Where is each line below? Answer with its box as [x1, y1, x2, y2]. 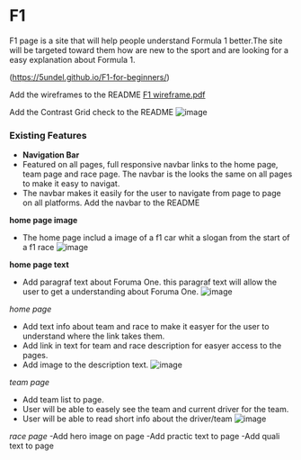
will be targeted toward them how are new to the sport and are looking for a [9, 44, 289, 55]
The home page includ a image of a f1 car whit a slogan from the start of [22, 232, 290, 243]
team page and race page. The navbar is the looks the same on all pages [22, 168, 293, 180]
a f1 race [22, 242, 55, 253]
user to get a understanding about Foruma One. [22, 286, 199, 297]
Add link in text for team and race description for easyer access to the [22, 340, 282, 351]
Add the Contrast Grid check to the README [9, 106, 174, 117]
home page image [9, 215, 78, 226]
